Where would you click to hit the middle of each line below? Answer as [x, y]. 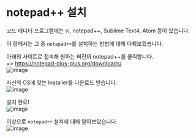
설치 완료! [18, 102]
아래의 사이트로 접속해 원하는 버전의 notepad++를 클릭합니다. [80, 56]
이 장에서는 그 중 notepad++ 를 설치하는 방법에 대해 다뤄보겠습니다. [85, 43]
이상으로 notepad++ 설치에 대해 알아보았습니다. [62, 121]
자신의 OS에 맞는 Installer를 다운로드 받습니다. [62, 82]
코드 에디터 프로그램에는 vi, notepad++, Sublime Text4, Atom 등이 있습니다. [98, 31]
